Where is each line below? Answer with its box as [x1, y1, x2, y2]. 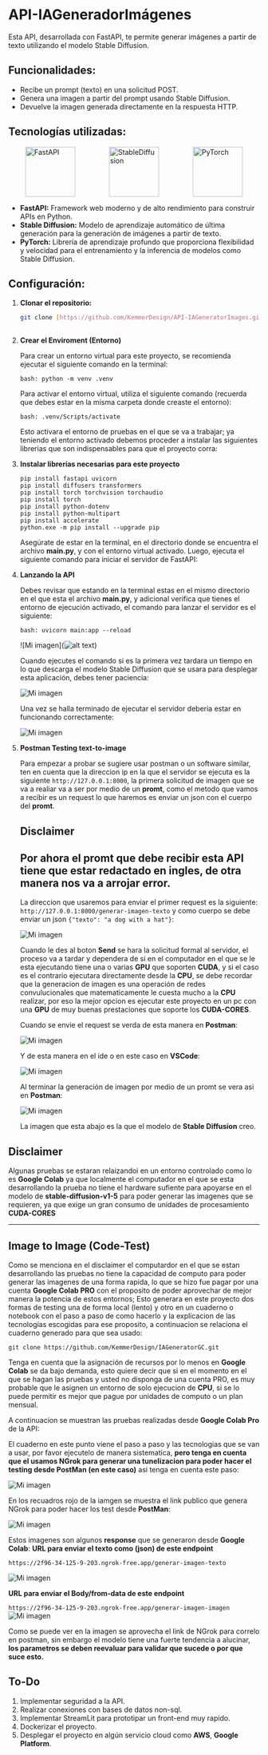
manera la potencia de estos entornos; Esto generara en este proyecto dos [8, 1293, 254, 1303]
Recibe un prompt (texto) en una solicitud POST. [19, 85, 179, 94]
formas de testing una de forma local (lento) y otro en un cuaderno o [8, 1302, 234, 1312]
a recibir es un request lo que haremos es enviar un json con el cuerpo [19, 793, 253, 802]
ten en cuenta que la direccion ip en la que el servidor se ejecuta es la [19, 767, 250, 777]
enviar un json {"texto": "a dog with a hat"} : [19, 914, 174, 924]
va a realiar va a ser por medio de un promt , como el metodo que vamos [19, 784, 258, 794]
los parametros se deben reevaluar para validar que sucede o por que [8, 1643, 243, 1653]
